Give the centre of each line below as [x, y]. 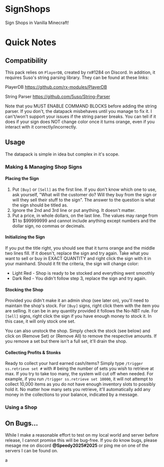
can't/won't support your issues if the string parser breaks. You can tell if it [81, 116]
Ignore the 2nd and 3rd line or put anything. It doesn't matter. [74, 210]
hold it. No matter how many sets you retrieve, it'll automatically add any [78, 389]
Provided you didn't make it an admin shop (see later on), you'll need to [77, 301]
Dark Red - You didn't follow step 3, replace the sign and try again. [79, 279]
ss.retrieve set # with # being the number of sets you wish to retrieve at [80, 368]
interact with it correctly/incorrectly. [41, 127]
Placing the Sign [22, 179]
